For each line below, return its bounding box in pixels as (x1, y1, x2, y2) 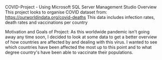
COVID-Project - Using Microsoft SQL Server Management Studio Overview (5, 4, 157, 10)
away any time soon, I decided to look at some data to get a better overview (5, 34, 157, 40)
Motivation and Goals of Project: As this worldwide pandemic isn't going (5, 29, 150, 34)
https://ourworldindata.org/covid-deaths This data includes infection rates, (5, 15, 155, 20)
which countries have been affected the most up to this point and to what (5, 45, 152, 50)
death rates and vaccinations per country (5, 19, 88, 25)
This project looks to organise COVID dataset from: (5, 9, 107, 15)
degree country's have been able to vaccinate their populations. (5, 49, 133, 55)
